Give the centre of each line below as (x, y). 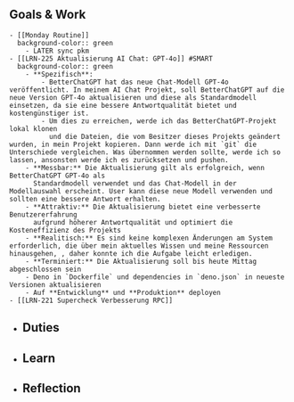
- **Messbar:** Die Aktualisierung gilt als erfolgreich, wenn (145, 168)
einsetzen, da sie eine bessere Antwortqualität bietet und (123, 105)
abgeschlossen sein (45, 269)
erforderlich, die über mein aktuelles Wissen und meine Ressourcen (139, 246)
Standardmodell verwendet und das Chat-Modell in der (135, 183)
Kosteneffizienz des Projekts (65, 230)
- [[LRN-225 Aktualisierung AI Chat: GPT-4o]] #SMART (111, 58)
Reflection (52, 388)
